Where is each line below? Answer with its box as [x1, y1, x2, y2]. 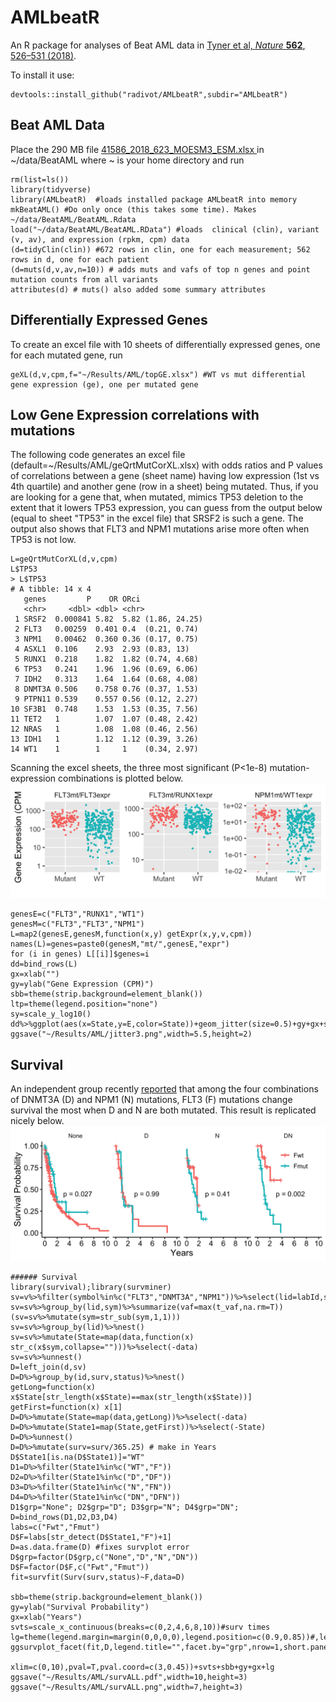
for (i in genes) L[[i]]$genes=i [10, 949, 150, 960]
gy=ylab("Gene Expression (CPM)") [10, 979, 155, 990]
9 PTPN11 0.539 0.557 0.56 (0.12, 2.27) [14, 694, 199, 705]
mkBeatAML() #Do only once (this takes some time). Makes [10, 204, 257, 215]
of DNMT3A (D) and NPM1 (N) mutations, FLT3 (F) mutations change [10, 1094, 293, 1106]
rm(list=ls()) [10, 174, 70, 185]
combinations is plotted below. [58, 772, 184, 785]
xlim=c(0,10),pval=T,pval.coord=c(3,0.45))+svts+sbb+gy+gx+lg [10, 1662, 275, 1672]
